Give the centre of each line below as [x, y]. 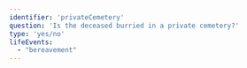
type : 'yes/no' [37, 34]
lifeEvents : [31, 42]
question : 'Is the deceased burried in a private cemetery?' [124, 26]
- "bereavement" [47, 50]
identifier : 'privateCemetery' [67, 17]
